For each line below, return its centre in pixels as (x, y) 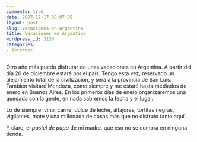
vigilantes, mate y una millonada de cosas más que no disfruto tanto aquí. (96, 116)
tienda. (15, 134)
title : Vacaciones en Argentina (46, 34)
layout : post (22, 22)
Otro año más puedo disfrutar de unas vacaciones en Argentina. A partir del (99, 67)
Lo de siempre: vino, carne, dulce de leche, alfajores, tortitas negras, (90, 109)
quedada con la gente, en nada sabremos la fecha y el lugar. (80, 98)
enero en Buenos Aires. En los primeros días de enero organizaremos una (96, 92)
